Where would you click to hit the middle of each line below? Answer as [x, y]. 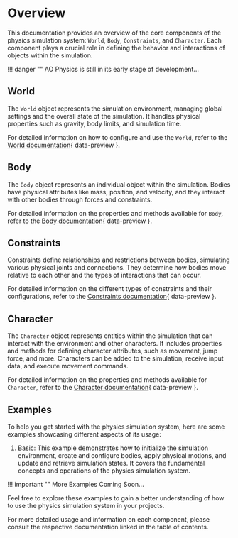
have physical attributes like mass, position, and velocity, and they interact [116, 192]
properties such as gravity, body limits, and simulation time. [94, 123]
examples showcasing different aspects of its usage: [84, 434]
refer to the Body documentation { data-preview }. [80, 221]
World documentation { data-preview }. [64, 145]
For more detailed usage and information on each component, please [109, 519]
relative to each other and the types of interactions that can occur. [104, 275]
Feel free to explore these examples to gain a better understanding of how [116, 498]
